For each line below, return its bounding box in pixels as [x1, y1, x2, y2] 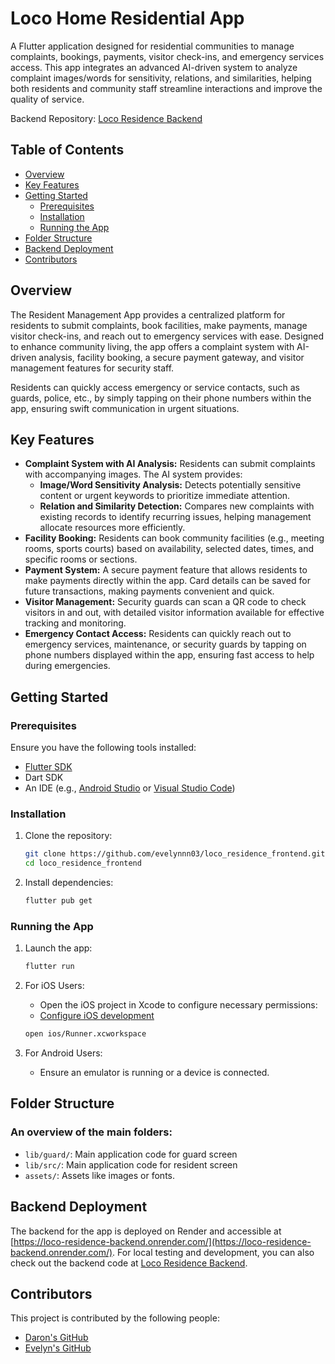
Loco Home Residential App [10, 7, 245, 30]
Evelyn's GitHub [24, 1342, 92, 1354]
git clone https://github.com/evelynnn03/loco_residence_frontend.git [24, 849, 326, 859]
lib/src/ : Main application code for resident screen [24, 1158, 238, 1171]
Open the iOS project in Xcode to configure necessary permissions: [39, 999, 318, 1011]
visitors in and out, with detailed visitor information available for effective [24, 607, 325, 619]
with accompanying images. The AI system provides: [24, 468, 243, 481]
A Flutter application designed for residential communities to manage [10, 40, 295, 52]
